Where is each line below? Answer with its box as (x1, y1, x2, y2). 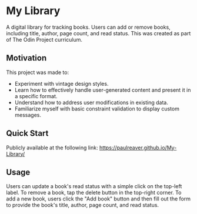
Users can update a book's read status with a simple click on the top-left (6, 183, 182, 190)
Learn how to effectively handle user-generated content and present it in (14, 86, 191, 93)
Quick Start (6, 128, 49, 139)
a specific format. (14, 92, 58, 99)
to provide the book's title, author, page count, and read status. (6, 202, 159, 209)
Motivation (6, 53, 47, 63)
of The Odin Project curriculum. (6, 36, 83, 43)
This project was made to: (6, 69, 69, 76)
